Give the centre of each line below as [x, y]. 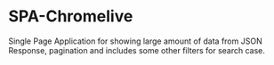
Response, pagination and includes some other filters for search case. [137, 50]
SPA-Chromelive [71, 16]
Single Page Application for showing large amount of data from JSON [136, 41]
